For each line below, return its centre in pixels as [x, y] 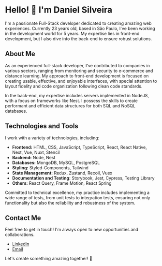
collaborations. [20, 235]
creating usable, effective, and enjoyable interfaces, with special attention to [81, 81]
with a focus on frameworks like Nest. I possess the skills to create [71, 101]
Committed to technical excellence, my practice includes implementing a [77, 192]
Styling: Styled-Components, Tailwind [50, 168]
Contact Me [23, 218]
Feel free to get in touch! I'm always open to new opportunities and [72, 230]
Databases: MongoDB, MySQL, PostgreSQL [56, 163]
